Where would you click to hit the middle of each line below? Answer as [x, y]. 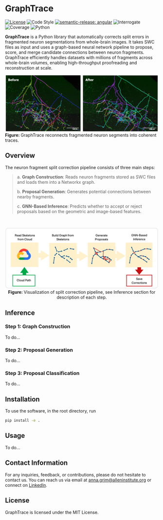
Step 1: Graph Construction [38, 326]
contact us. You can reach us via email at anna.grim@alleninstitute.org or [78, 480]
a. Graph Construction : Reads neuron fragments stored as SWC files [86, 177]
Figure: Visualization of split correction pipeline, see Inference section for [82, 292]
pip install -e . [23, 421]
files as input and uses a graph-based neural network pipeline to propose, [79, 47]
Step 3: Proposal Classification [42, 373]
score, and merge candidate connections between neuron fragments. [75, 52]
